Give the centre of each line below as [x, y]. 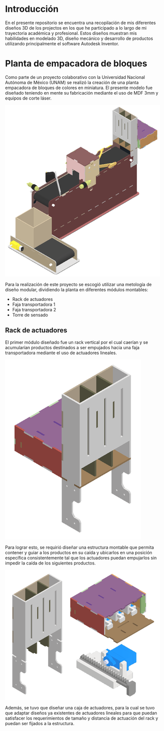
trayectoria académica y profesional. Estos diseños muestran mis [71, 33]
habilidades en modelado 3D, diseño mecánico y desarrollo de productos [79, 38]
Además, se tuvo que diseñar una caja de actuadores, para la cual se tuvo [80, 707]
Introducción [32, 9]
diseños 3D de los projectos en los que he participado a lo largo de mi [76, 28]
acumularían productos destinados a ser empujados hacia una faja [72, 347]
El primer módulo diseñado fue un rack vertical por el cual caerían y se [77, 342]
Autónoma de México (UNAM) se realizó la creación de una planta [72, 82]
